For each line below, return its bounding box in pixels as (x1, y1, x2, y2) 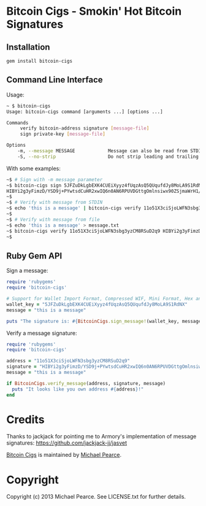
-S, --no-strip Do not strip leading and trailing (17, 154, 199, 160)
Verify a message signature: (6, 329, 78, 337)
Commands (6, 120, 29, 126)
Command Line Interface (6, 75, 103, 85)
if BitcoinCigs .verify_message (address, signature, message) (6, 380, 166, 386)
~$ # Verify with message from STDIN (6, 200, 103, 206)
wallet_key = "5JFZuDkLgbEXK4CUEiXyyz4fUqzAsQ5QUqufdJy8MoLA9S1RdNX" (6, 301, 188, 308)
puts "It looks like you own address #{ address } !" (12, 386, 144, 392)
